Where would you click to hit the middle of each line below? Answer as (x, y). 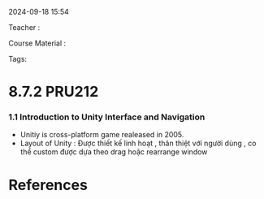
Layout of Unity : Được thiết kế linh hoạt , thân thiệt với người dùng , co (138, 143)
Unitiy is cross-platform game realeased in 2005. (102, 135)
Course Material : (37, 43)
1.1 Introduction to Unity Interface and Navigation (107, 117)
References (48, 185)
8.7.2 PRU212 (54, 92)
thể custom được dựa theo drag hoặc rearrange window (114, 152)
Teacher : (24, 27)
